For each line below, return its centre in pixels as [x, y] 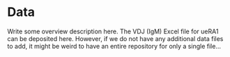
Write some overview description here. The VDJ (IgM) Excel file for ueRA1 [113, 31]
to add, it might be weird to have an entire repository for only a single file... [114, 46]
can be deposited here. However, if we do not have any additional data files [115, 38]
